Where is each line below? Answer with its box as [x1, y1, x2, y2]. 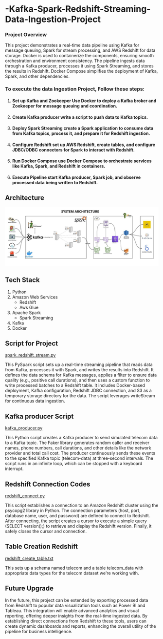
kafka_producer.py [5, 425, 43, 431]
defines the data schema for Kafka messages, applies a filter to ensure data [5, 372, 157, 378]
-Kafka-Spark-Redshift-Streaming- [5, 3, 151, 15]
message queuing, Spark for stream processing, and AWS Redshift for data [5, 47, 156, 53]
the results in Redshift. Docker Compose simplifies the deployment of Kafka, [5, 68, 158, 74]
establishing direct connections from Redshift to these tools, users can [5, 618, 147, 624]
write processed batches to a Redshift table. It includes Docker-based [5, 383, 145, 388]
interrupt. [5, 466, 24, 472]
